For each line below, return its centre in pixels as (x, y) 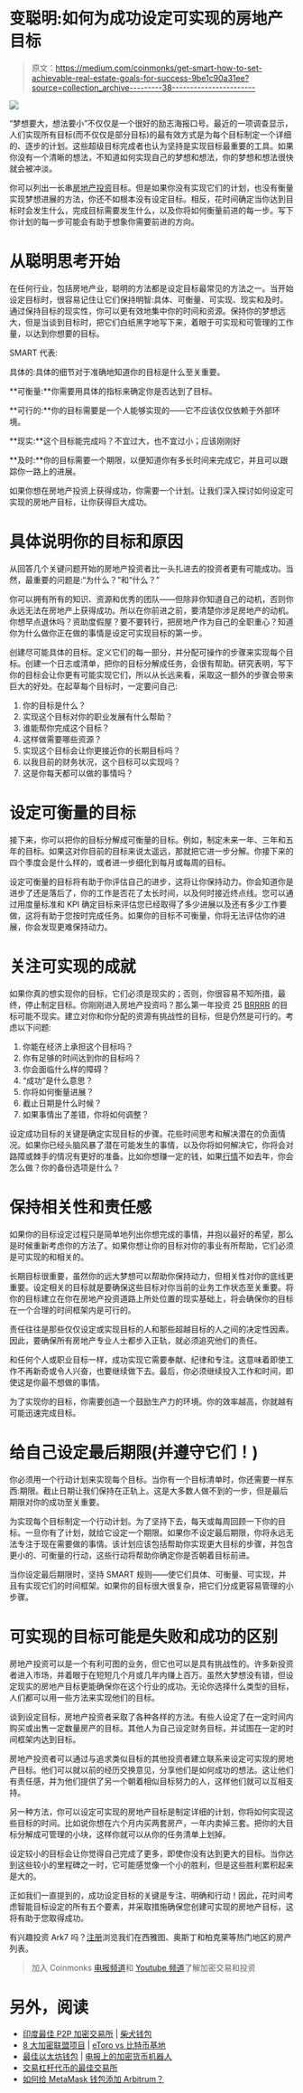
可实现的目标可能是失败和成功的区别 (144, 1636)
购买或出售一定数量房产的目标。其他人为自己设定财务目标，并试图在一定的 (147, 1728)
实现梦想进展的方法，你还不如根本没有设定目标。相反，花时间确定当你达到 (147, 199)
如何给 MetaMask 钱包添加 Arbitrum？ (93, 2079)
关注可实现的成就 (73, 966)
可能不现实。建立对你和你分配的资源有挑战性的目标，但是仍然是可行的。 (151, 1016)
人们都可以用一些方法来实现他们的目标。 (84, 1697)
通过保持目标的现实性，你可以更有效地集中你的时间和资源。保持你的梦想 (143, 311)
